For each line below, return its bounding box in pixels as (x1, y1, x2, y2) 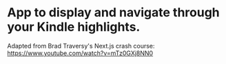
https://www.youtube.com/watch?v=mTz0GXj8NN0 (7, 49, 154, 57)
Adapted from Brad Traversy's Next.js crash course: (7, 42, 155, 50)
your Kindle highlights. (7, 19, 141, 35)
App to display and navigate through (7, 5, 220, 20)
